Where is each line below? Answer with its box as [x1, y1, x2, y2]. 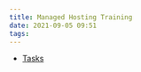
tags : [9, 29, 29, 38]
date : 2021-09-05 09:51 [9, 21, 98, 30]
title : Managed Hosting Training [9, 12, 133, 22]
